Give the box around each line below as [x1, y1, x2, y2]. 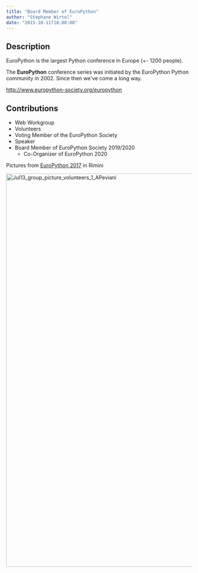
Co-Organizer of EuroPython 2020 [23, 150, 108, 157]
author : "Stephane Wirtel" [6, 14, 72, 20]
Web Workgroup [14, 119, 55, 126]
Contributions [6, 103, 58, 113]
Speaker [14, 138, 35, 145]
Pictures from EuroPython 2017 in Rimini [6, 162, 104, 169]
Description [6, 41, 50, 51]
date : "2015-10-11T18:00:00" [6, 19, 78, 25]
